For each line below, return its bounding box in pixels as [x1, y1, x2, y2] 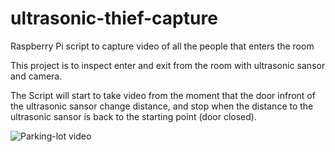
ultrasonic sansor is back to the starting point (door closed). [10, 110, 257, 122]
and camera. [10, 70, 63, 82]
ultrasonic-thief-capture [10, 7, 218, 30]
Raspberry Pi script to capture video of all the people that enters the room [10, 40, 315, 52]
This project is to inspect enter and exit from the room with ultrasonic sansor [10, 59, 326, 71]
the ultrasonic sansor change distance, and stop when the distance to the [10, 100, 314, 112]
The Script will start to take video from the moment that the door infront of [10, 89, 316, 101]
